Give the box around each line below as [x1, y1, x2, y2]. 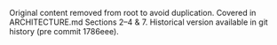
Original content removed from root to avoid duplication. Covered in [9, 8, 257, 18]
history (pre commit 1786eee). [9, 26, 120, 36]
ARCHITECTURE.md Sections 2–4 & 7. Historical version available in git [9, 17, 268, 27]
